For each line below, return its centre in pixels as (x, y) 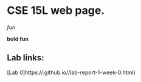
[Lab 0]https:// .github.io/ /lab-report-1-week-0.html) (71, 72)
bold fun (18, 39)
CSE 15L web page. (56, 11)
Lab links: (26, 58)
